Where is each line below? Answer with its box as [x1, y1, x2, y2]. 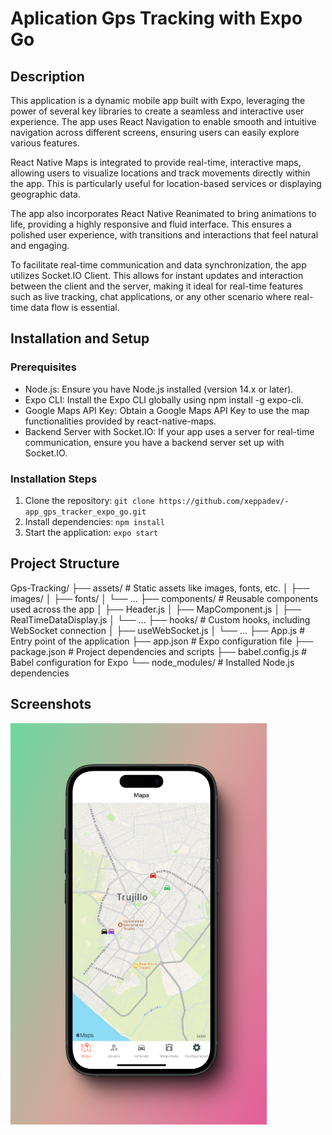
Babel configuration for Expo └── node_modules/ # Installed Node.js [10, 656, 295, 668]
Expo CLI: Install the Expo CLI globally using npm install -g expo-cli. [24, 393, 304, 406]
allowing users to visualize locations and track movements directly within [10, 167, 311, 179]
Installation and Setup [10, 330, 150, 347]
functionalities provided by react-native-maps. [24, 415, 217, 427]
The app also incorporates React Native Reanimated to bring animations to [10, 208, 317, 219]
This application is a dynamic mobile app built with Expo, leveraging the [10, 95, 306, 106]
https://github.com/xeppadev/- [158, 496, 290, 506]
